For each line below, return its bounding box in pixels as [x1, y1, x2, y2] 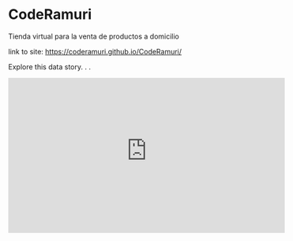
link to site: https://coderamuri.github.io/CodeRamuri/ [8, 46, 182, 56]
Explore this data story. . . [8, 61, 91, 72]
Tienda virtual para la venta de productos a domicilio [8, 32, 180, 41]
